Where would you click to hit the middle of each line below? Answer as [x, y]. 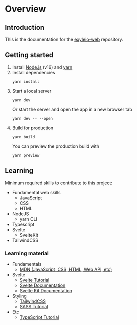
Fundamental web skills [36, 192]
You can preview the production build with [56, 146]
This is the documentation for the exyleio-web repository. [64, 39]
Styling [20, 296]
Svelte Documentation [43, 285]
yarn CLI [28, 219]
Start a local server [32, 91]
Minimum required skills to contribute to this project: [59, 183]
